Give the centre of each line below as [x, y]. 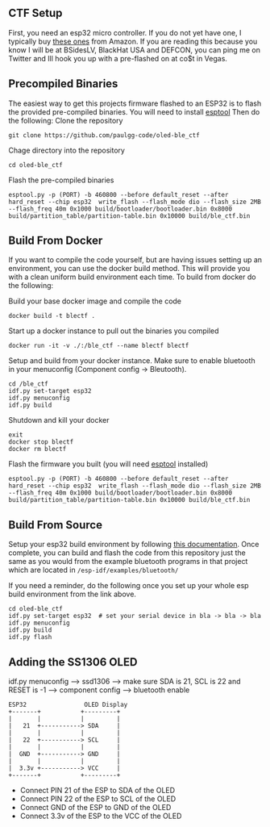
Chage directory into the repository [66, 150]
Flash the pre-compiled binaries [61, 180]
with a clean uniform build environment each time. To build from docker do [132, 277]
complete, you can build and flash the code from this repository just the [127, 553]
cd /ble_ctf [28, 384]
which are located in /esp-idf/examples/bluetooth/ [93, 570]
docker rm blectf [37, 449]
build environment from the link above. [73, 594]
